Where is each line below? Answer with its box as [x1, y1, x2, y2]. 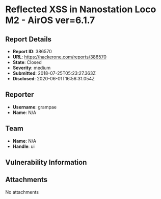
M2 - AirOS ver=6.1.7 [5, 14, 95, 26]
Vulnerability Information [5, 158, 87, 167]
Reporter [5, 91, 34, 99]
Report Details [5, 35, 52, 43]
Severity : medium [12, 65, 51, 71]
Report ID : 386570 [12, 49, 52, 54]
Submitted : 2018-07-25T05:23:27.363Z [12, 70, 96, 76]
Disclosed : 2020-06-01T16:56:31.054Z [12, 76, 95, 81]
